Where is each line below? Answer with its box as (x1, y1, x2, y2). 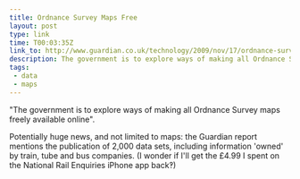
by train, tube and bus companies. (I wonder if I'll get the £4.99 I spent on (9, 149, 279, 161)
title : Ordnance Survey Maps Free (9, 13, 138, 22)
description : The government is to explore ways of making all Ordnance (9, 55, 286, 64)
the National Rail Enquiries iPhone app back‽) (9, 159, 177, 170)
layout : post (9, 21, 58, 30)
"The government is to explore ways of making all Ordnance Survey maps (9, 104, 281, 115)
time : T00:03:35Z (9, 38, 74, 47)
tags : (9, 64, 29, 72)
